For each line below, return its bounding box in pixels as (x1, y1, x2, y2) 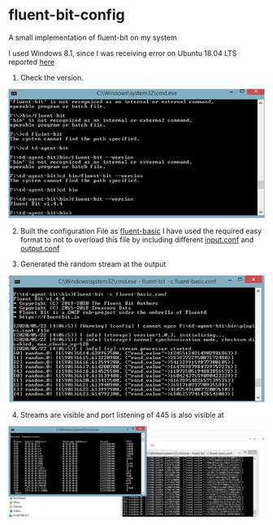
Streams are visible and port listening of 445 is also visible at (19, 410, 225, 420)
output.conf (19, 244, 60, 254)
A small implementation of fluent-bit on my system (8, 33, 177, 42)
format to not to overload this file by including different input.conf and (19, 235, 254, 245)
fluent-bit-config (8, 6, 126, 24)
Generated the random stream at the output (19, 259, 167, 269)
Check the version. (19, 72, 84, 82)
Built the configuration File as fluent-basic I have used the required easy (19, 226, 262, 236)
